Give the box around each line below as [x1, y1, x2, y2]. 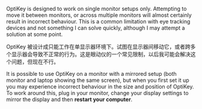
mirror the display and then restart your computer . [6, 96, 133, 103]
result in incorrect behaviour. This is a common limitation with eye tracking [6, 18, 191, 25]
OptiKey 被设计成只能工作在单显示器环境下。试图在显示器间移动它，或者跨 [6, 43, 191, 50]
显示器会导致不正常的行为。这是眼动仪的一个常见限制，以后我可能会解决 [11, 51, 191, 58]
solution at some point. [6, 31, 63, 38]
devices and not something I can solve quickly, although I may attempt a [6, 24, 185, 31]
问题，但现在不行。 [11, 58, 59, 65]
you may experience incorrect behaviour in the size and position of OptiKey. [6, 83, 194, 90]
